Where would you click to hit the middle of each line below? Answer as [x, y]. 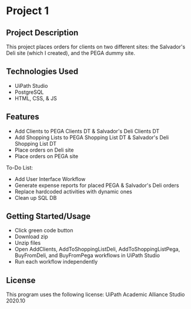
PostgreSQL [29, 92]
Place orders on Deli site [44, 150]
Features [23, 117]
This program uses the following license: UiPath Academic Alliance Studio [95, 295]
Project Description [42, 33]
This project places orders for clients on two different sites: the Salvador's [96, 47]
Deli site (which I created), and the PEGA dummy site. [71, 53]
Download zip [31, 236]
